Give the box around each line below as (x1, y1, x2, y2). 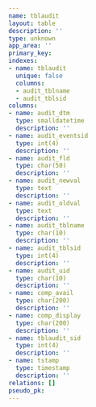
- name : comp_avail (8, 289, 74, 297)
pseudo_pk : (8, 386, 45, 395)
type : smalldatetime (15, 117, 85, 125)
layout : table (8, 19, 56, 27)
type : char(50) (15, 162, 67, 170)
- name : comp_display (8, 311, 81, 319)
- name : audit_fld (8, 154, 70, 162)
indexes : (8, 57, 38, 65)
